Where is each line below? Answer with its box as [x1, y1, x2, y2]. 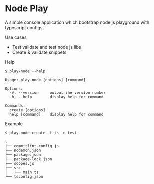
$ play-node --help [5, 68, 46, 74]
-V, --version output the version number [9, 90, 106, 95]
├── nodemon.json [5, 148, 41, 153]
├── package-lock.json [5, 156, 52, 162]
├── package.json [5, 152, 41, 157]
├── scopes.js [5, 161, 35, 166]
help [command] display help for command [9, 112, 104, 117]
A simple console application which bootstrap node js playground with [5, 19, 150, 25]
